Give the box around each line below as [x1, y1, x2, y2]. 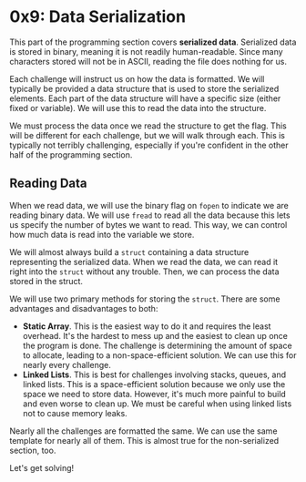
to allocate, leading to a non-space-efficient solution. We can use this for [22, 349, 297, 361]
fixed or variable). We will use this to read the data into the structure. [9, 102, 267, 113]
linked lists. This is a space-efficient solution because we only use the [22, 378, 286, 389]
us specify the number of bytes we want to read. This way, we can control [9, 219, 288, 230]
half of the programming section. [9, 149, 133, 160]
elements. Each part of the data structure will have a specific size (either [9, 93, 281, 104]
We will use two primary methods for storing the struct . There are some [9, 293, 280, 304]
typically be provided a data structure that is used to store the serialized [9, 83, 280, 94]
